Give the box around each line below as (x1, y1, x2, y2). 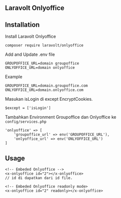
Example (5, 74, 23, 80)
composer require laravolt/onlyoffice (5, 43, 84, 48)
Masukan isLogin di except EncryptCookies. (5, 96, 93, 102)
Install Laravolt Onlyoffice (5, 34, 56, 40)
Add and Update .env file (5, 51, 55, 58)
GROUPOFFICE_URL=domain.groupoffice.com (5, 83, 88, 88)
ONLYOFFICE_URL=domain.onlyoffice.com (5, 88, 84, 92)
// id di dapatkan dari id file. (5, 176, 73, 180)
